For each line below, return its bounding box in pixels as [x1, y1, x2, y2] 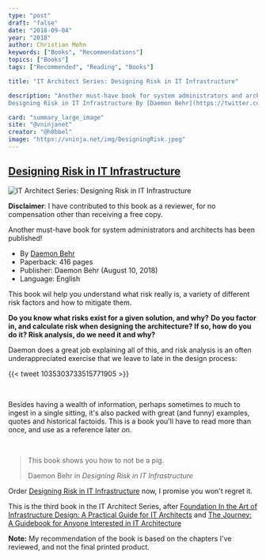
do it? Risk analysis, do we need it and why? [8, 329, 156, 339]
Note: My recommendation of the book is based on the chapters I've [8, 534, 232, 543]
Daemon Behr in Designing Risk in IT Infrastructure [27, 470, 194, 480]
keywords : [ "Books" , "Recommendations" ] [8, 48, 144, 56]
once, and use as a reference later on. [8, 424, 132, 434]
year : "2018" [8, 33, 51, 42]
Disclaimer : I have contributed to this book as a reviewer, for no [8, 201, 216, 211]
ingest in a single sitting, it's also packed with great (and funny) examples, [8, 408, 250, 417]
